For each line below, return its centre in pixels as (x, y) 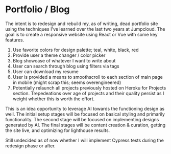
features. (15, 40)
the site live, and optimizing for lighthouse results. (58, 130)
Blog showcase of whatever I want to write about (64, 60)
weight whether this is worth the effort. (54, 99)
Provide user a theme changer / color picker (59, 55)
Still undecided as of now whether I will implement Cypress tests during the (85, 140)
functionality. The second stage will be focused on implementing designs (82, 119)
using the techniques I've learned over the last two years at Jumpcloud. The (85, 29)
